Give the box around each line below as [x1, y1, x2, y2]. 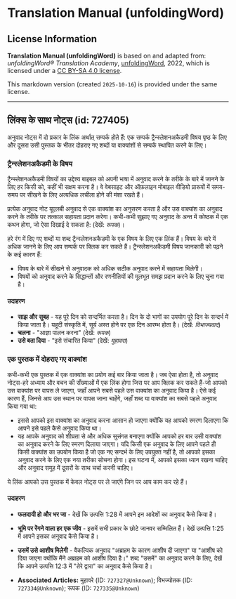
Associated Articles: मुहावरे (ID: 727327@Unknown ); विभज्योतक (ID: [17, 576, 193, 584]
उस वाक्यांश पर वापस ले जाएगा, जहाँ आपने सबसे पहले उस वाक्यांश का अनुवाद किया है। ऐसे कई [7, 386, 216, 395]
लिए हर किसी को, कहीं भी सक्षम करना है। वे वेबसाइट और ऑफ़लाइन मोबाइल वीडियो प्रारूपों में [7, 183, 211, 191]
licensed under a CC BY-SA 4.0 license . [7, 67, 122, 74]
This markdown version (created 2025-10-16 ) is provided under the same [7, 80, 218, 88]
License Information [7, 33, 97, 45]
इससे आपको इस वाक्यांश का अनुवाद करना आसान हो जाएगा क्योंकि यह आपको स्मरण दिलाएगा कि [17, 416, 229, 424]
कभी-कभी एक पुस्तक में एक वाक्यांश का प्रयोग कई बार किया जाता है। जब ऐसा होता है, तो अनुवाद [7, 370, 218, 379]
